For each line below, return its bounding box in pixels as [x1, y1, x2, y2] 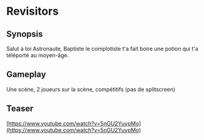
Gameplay [6, 69, 47, 80]
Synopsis [6, 29, 43, 39]
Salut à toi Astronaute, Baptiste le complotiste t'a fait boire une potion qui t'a [6, 45, 198, 52]
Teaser [6, 103, 34, 114]
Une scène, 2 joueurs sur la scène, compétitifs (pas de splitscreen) [6, 85, 176, 93]
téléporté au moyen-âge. [6, 52, 69, 59]
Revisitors [6, 4, 59, 18]
